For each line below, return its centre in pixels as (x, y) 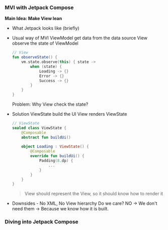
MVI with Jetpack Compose (39, 8)
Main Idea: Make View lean (33, 19)
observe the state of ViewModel (45, 43)
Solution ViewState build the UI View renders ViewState (69, 114)
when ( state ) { (46, 66)
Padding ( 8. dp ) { (56, 161)
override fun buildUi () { (57, 156)
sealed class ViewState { (39, 128)
